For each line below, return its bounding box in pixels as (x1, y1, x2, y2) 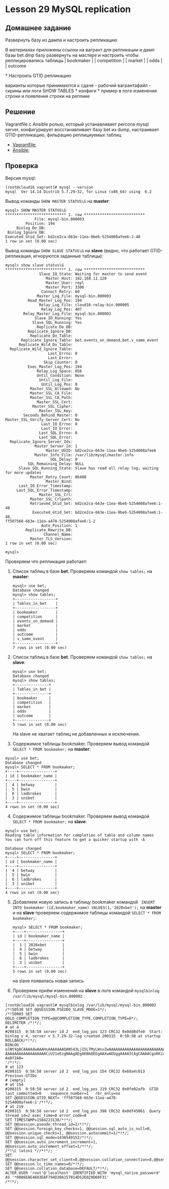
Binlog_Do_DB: (16, 225, 46, 231)
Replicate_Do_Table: (30, 333, 73, 338)
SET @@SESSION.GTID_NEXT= (5, 1095, 59, 1100)
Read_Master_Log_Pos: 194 (27, 298, 82, 303)
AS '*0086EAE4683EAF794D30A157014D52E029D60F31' (5, 1174, 109, 1180)
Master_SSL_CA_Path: (30, 395, 73, 400)
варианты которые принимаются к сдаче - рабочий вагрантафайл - (5, 82, 151, 88)
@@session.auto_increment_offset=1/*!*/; (5, 1144, 94, 1149)
